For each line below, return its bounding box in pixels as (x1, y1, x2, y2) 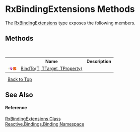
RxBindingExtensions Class (5, 116, 61, 122)
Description (86, 59, 112, 65)
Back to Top (7, 76, 32, 82)
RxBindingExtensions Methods (5, 3, 135, 15)
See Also (5, 91, 33, 99)
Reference (5, 104, 27, 110)
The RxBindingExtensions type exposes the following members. (5, 20, 136, 26)
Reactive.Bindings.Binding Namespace (5, 121, 84, 127)
